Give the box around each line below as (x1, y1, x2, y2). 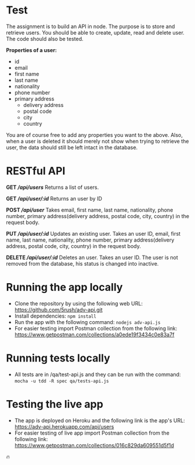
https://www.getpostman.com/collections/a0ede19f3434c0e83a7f (14, 331, 175, 338)
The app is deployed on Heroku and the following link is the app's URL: (14, 416, 185, 424)
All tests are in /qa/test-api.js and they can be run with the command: (14, 371, 181, 378)
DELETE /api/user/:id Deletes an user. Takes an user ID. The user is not (6, 254, 178, 261)
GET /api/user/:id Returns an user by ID (6, 195, 102, 202)
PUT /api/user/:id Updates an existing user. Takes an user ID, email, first (6, 230, 181, 237)
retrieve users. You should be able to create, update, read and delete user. (6, 29, 185, 36)
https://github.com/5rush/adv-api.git (14, 306, 103, 313)
